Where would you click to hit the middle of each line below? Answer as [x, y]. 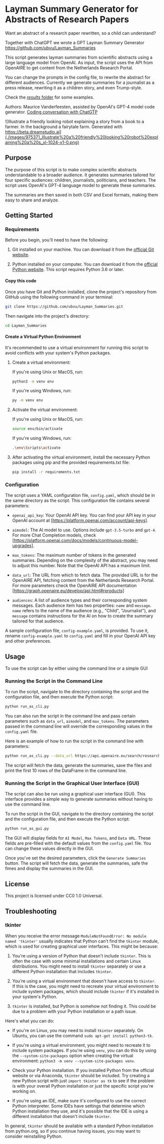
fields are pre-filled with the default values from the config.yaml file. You [78, 844]
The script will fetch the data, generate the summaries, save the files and [78, 765]
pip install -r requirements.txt [46, 472]
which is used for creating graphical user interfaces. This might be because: [82, 946]
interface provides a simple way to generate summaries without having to [79, 799]
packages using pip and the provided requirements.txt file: [71, 463]
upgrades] [22, 545]
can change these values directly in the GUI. [50, 848]
